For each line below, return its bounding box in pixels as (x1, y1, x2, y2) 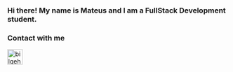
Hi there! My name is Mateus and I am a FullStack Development (7, 6, 226, 15)
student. (7, 14, 37, 24)
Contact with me (7, 33, 65, 43)
